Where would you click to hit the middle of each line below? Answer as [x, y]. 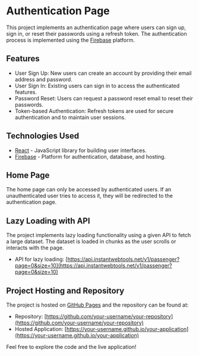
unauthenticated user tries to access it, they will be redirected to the [90, 196]
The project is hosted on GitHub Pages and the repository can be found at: [97, 305]
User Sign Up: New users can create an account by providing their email [103, 73]
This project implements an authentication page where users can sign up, [96, 27]
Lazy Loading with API [48, 221]
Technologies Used [42, 136]
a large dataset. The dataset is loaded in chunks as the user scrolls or [91, 241]
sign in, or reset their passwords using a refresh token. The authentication [97, 33]
